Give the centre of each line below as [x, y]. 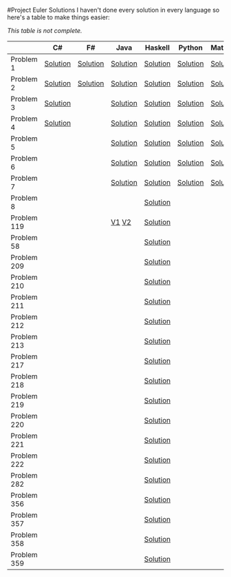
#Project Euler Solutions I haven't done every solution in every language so [113, 10]
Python [190, 48]
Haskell [157, 48]
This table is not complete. [45, 31]
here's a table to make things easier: [58, 17]
